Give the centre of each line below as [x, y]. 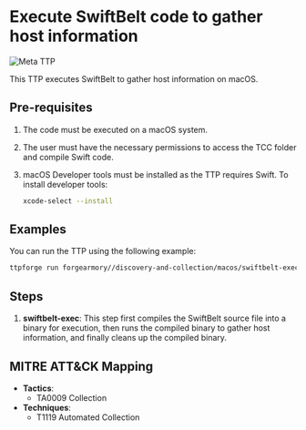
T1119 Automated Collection [88, 417]
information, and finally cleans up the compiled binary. [125, 338]
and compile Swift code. [68, 157]
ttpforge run [34, 268]
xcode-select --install [68, 201]
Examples [38, 230]
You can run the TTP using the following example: [103, 251]
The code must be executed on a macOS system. [115, 129]
